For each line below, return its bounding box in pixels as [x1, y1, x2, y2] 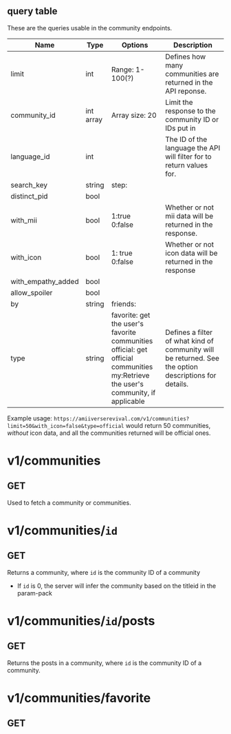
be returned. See [164, 353, 220, 363]
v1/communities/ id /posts [7, 613, 155, 629]
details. [164, 379, 189, 389]
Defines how [164, 52, 206, 61]
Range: [111, 65, 134, 74]
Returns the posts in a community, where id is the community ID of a [7, 658, 202, 667]
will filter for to [164, 152, 212, 161]
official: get [111, 345, 148, 354]
